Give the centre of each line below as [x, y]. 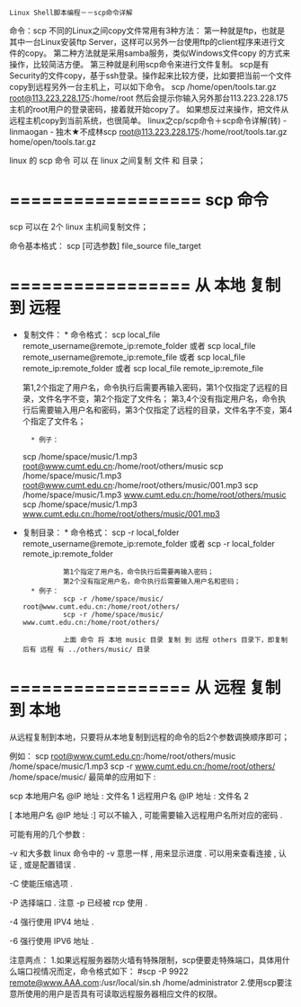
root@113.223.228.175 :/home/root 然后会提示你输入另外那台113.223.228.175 [149, 98]
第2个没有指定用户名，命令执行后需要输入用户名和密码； [151, 581]
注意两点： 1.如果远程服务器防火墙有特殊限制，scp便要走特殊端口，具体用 [146, 959]
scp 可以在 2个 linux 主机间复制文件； [79, 227]
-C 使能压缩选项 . [41, 883]
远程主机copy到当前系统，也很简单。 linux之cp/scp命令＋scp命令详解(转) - [148, 120]
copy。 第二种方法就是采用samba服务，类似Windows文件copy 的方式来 [158, 53]
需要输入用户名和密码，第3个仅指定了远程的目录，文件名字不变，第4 [165, 410]
